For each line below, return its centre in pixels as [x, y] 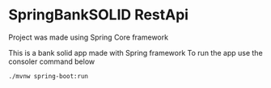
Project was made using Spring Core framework [88, 37]
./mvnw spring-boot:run [49, 76]
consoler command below [52, 61]
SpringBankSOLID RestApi [98, 15]
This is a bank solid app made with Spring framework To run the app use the [135, 52]
